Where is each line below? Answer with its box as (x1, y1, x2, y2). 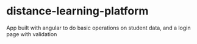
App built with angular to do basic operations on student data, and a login (6, 24, 191, 31)
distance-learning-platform (6, 4, 149, 18)
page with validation (6, 30, 57, 37)
